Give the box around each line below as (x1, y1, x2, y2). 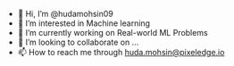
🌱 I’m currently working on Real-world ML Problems (17, 28, 208, 37)
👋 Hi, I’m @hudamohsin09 (17, 9, 114, 19)
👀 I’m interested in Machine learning (17, 18, 150, 29)
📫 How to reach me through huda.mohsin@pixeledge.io (17, 47, 225, 57)
